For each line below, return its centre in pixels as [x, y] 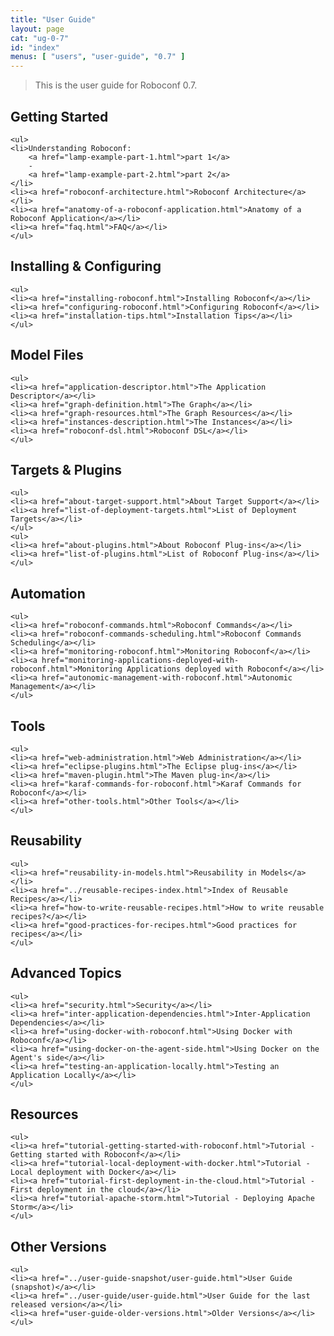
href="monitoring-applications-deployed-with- [140, 661]
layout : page [37, 29]
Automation [48, 593]
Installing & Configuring [86, 266]
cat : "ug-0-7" [40, 38]
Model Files [47, 355]
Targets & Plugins [66, 469]
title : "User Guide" [53, 19]
